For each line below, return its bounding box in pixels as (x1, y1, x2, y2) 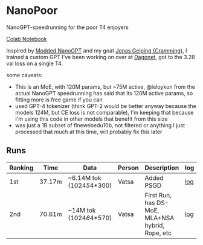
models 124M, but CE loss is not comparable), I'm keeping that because (14, 109, 194, 116)
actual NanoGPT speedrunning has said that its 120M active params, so (14, 89, 193, 97)
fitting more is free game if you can (14, 96, 103, 103)
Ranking (9, 164, 34, 172)
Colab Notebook (6, 35, 47, 42)
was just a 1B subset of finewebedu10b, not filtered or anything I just (14, 121, 185, 129)
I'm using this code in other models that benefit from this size (14, 115, 168, 122)
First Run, (144, 191, 172, 199)
